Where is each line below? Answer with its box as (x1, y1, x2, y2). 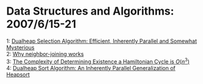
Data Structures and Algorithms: (6, 4, 174, 18)
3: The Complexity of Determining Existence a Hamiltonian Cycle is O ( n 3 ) (6, 57, 190, 65)
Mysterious (6, 44, 35, 51)
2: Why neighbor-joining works (6, 50, 84, 57)
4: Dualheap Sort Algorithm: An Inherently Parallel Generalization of (6, 64, 176, 71)
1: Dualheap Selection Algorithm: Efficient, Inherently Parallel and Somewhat (6, 37, 197, 44)
